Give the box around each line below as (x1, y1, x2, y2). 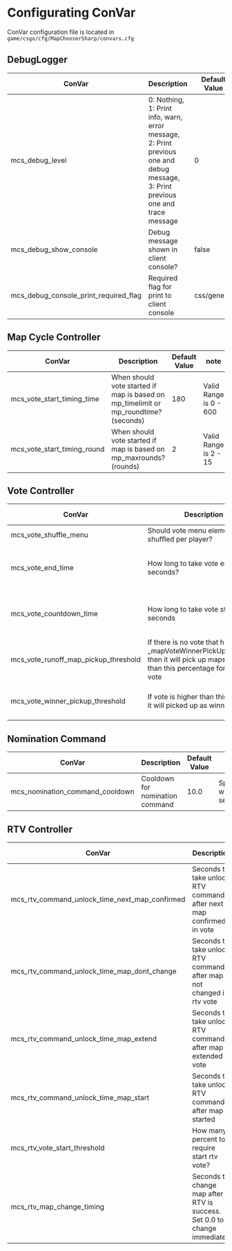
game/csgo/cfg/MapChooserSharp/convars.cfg (7, 35, 135, 42)
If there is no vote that (147, 637, 219, 647)
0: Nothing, (148, 95, 184, 105)
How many (192, 1126, 227, 1135)
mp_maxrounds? (111, 452, 166, 462)
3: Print (148, 181, 172, 191)
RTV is (192, 1198, 213, 1207)
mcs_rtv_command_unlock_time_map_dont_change (10, 966, 177, 976)
